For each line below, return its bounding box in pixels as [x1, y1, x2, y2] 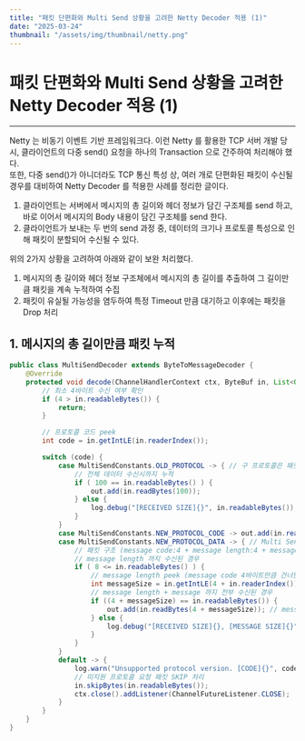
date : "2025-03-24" [9, 22, 84, 31]
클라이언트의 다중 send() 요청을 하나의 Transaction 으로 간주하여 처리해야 [21, 146, 283, 157]
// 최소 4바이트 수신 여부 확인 [42, 386, 143, 396]
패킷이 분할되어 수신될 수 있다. [32, 234, 139, 245]
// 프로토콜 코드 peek [42, 428, 116, 437]
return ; [57, 403, 88, 412]
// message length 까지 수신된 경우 [74, 554, 200, 564]
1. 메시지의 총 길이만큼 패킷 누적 [9, 335, 175, 351]
